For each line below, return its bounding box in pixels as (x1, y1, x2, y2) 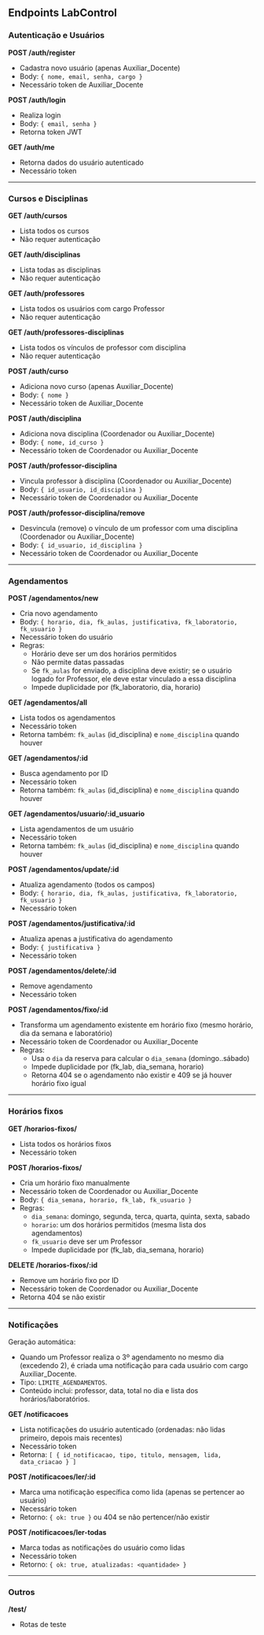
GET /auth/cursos (8, 210, 68, 220)
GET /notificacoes (8, 1409, 69, 1418)
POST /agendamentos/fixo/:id (8, 1005, 108, 1014)
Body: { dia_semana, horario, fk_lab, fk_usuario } (19, 1195, 192, 1204)
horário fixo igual (31, 1079, 86, 1088)
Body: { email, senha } (19, 118, 97, 128)
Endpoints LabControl (8, 6, 118, 20)
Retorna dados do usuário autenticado (19, 158, 144, 167)
